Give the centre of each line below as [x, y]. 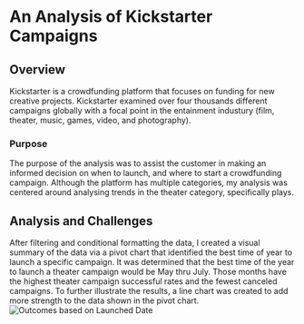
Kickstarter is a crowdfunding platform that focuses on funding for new [142, 91]
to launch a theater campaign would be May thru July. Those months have [148, 272]
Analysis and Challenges [81, 221]
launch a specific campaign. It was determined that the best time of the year [152, 262]
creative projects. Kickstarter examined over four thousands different [138, 101]
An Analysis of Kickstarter [111, 17]
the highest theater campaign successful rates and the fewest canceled [143, 281]
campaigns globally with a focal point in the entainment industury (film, [142, 110]
